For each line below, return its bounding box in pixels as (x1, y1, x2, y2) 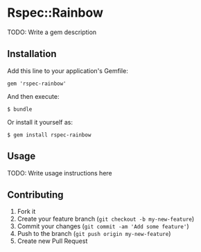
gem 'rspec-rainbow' (7, 80, 67, 87)
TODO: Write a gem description (7, 28, 97, 36)
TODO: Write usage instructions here (7, 168, 112, 177)
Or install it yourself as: (7, 118, 73, 126)
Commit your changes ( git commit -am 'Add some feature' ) (17, 222, 189, 230)
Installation (7, 48, 57, 60)
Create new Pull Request (17, 237, 88, 245)
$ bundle (7, 106, 33, 113)
